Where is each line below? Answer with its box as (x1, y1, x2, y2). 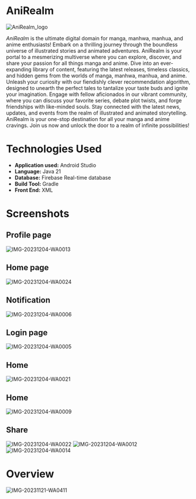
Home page (6, 263, 49, 273)
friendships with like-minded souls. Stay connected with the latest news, (6, 103, 181, 110)
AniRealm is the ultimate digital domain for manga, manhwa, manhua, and (6, 35, 183, 42)
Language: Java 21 (14, 168, 61, 175)
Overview (6, 467, 54, 480)
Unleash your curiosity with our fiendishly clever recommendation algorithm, (6, 78, 191, 85)
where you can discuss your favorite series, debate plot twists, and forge (6, 97, 183, 104)
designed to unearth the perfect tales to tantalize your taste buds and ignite (6, 84, 188, 91)
